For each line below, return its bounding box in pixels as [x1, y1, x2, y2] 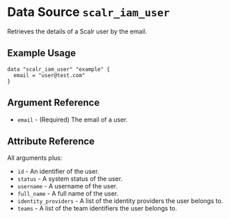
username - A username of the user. [17, 182, 118, 190]
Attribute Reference [7, 135, 95, 147]
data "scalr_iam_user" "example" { [7, 65, 110, 73]
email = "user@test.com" [13, 72, 85, 79]
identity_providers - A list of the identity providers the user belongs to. [17, 197, 224, 205]
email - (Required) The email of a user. [17, 115, 129, 124]
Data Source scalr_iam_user [7, 4, 170, 20]
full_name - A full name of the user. [17, 189, 119, 198]
